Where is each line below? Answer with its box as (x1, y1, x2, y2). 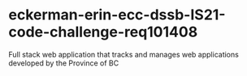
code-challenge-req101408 (8, 23, 198, 41)
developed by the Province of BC (8, 58, 119, 68)
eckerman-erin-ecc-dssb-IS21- (8, 6, 226, 24)
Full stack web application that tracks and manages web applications (8, 49, 240, 59)
